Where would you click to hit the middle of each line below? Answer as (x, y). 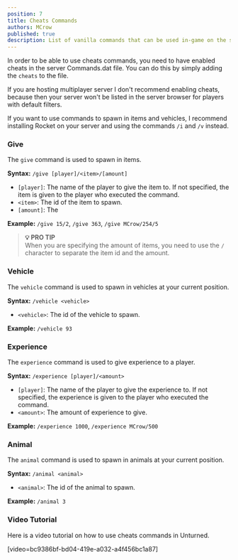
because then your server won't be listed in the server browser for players (116, 97)
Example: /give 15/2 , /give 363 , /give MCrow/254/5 (83, 224)
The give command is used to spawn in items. (74, 160)
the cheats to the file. (38, 76)
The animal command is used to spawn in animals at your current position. (116, 460)
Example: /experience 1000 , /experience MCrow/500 (83, 426)
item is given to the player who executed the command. (98, 195)
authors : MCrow (30, 27)
